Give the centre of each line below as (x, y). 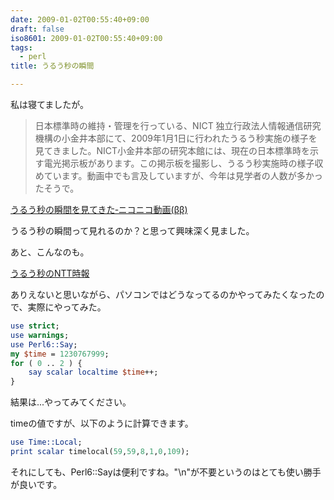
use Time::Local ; (46, 442)
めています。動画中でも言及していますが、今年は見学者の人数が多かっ (178, 175)
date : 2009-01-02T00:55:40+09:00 (80, 19)
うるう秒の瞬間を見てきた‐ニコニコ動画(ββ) (99, 209)
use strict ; (35, 326)
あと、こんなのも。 (50, 252)
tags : (21, 47)
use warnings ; (40, 335)
